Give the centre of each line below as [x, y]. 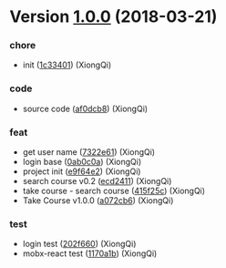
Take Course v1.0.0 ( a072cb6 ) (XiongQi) [98, 201]
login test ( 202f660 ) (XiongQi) [79, 244]
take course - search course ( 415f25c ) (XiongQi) [114, 191]
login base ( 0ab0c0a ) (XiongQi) [82, 162]
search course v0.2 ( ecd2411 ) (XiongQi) [97, 181]
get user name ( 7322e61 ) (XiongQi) [89, 152]
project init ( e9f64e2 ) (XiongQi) [82, 171]
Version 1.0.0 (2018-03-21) [113, 17]
